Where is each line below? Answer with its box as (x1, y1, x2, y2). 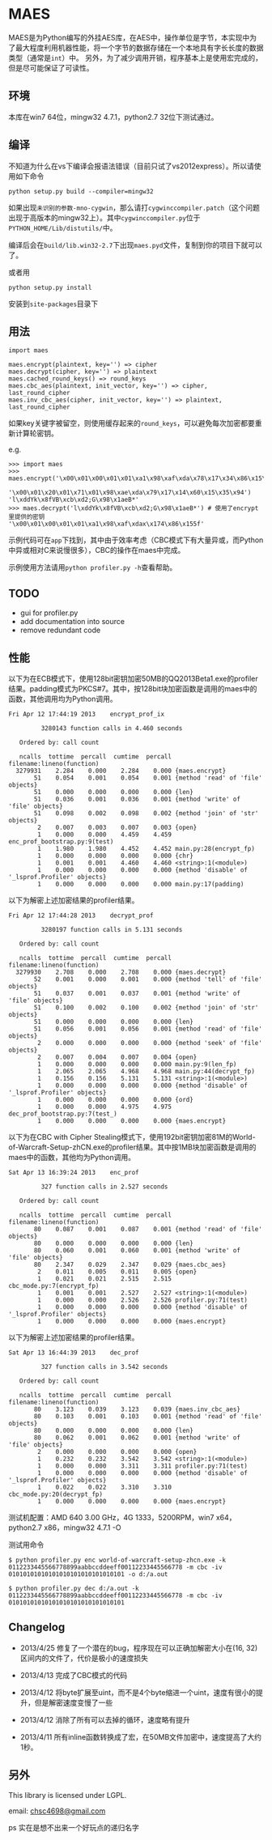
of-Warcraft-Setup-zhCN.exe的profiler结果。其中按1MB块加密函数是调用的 (8, 1142, 257, 1152)
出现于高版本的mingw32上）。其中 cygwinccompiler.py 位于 (8, 212, 201, 223)
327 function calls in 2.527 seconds (40, 1183, 168, 1191)
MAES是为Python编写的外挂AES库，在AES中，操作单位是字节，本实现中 (8, 32, 250, 42)
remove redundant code (19, 625, 101, 635)
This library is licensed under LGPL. (8, 1790, 127, 1800)
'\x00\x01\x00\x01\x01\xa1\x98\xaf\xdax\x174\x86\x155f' (8, 520, 205, 529)
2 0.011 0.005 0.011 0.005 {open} (37, 1268, 198, 1276)
